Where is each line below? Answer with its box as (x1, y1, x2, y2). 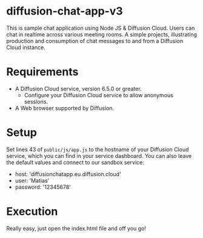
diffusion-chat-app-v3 (6, 4, 123, 18)
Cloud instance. (6, 44, 45, 51)
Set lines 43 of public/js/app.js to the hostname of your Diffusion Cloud (6, 146, 189, 153)
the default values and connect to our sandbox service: (6, 158, 144, 166)
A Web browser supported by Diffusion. (15, 104, 115, 112)
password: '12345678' (15, 183, 72, 191)
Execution (6, 205, 58, 218)
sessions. (24, 98, 48, 105)
